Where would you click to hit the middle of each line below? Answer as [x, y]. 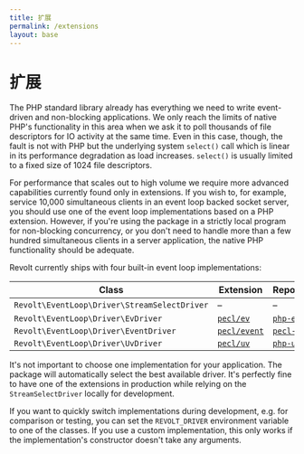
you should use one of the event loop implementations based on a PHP [142, 212]
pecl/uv [233, 344]
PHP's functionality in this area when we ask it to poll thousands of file [140, 127]
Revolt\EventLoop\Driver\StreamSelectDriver [111, 305]
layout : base [34, 34]
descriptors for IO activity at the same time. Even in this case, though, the [146, 137]
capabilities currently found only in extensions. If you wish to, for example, [148, 193]
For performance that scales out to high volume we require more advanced [149, 183]
